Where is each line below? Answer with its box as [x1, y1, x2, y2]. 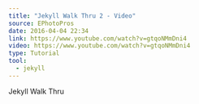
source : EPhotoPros [8, 19, 75, 27]
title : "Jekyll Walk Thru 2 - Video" [8, 11, 136, 20]
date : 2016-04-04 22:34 [8, 27, 89, 35]
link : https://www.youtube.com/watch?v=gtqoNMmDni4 [8, 34, 187, 43]
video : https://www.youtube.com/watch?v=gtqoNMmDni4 [8, 42, 191, 50]
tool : [8, 57, 27, 65]
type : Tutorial [8, 49, 60, 57]
